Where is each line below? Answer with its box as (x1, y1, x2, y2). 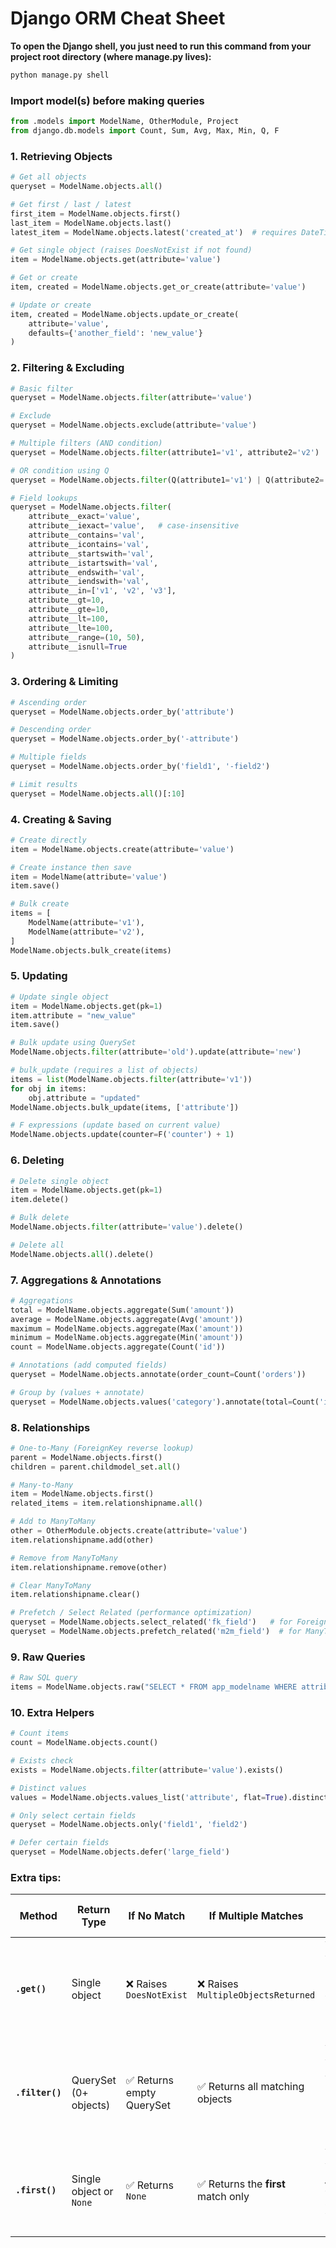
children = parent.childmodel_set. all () (10, 1462, 182, 1472)
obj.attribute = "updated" (28, 1093, 141, 1103)
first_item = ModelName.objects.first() (10, 208, 182, 219)
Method (19, 1909, 58, 1923)
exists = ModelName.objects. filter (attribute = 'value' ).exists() (10, 1765, 284, 1775)
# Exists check (10, 1756, 74, 1766)
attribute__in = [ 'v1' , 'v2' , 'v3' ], (28, 586, 177, 596)
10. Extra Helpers (10, 1705, 95, 1719)
